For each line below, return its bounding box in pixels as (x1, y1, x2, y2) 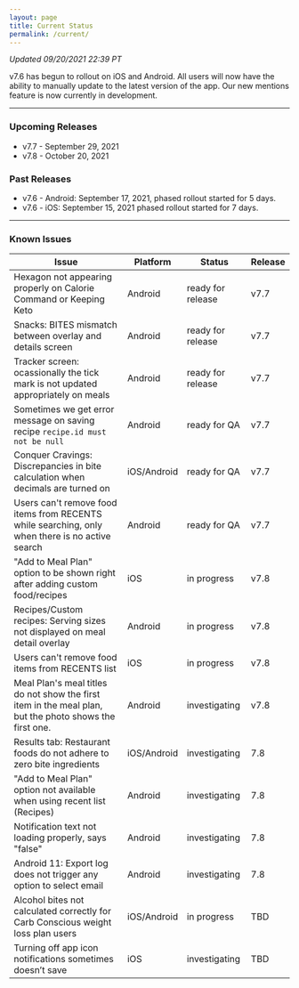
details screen (13, 341, 73, 353)
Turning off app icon (13, 942, 99, 954)
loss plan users (13, 927, 77, 940)
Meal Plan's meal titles (13, 677, 108, 690)
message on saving (13, 415, 95, 427)
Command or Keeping (13, 293, 105, 305)
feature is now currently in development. (9, 90, 158, 101)
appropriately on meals (13, 389, 110, 401)
